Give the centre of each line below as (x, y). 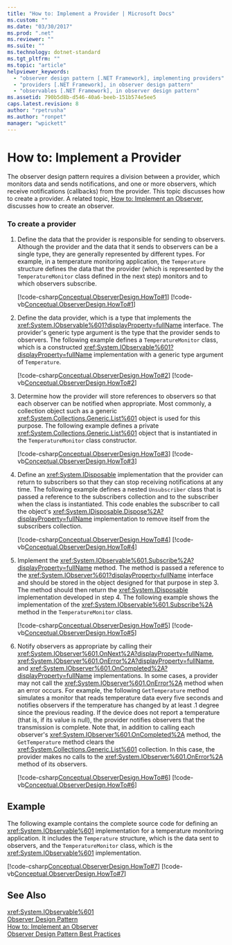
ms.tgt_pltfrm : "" (34, 59)
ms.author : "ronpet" (37, 116)
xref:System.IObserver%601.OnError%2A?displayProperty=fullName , (116, 661)
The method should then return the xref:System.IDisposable (102, 589)
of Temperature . (39, 362)
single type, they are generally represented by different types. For (111, 254)
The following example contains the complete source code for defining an (113, 823)
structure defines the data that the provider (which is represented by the (120, 268)
